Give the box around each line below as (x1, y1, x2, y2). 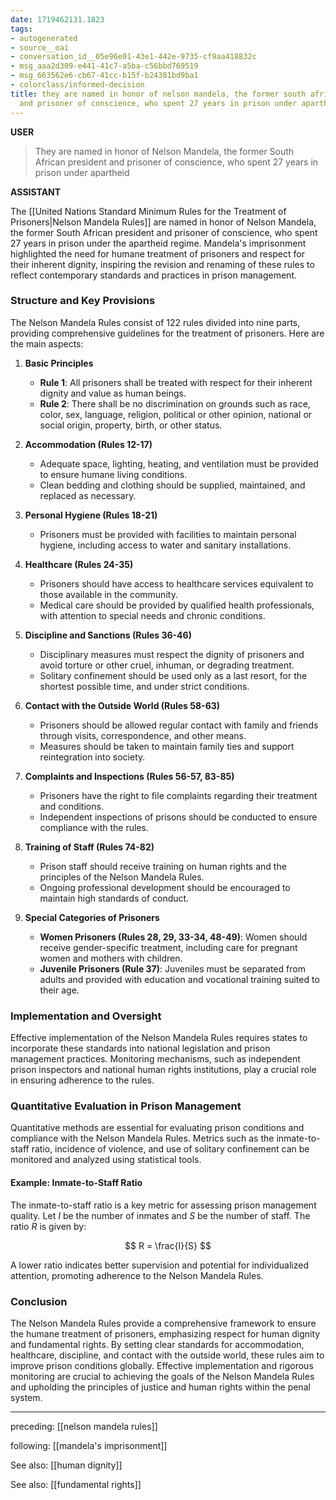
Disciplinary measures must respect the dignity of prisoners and (39, 648, 305, 660)
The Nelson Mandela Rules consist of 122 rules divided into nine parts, (10, 316, 301, 328)
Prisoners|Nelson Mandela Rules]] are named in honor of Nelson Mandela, (10, 216, 317, 228)
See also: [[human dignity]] (10, 1459, 123, 1471)
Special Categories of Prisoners (24, 911, 160, 923)
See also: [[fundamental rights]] (10, 1478, 142, 1490)
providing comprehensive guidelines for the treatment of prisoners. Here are (10, 327, 325, 339)
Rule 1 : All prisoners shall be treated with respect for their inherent (39, 376, 313, 388)
